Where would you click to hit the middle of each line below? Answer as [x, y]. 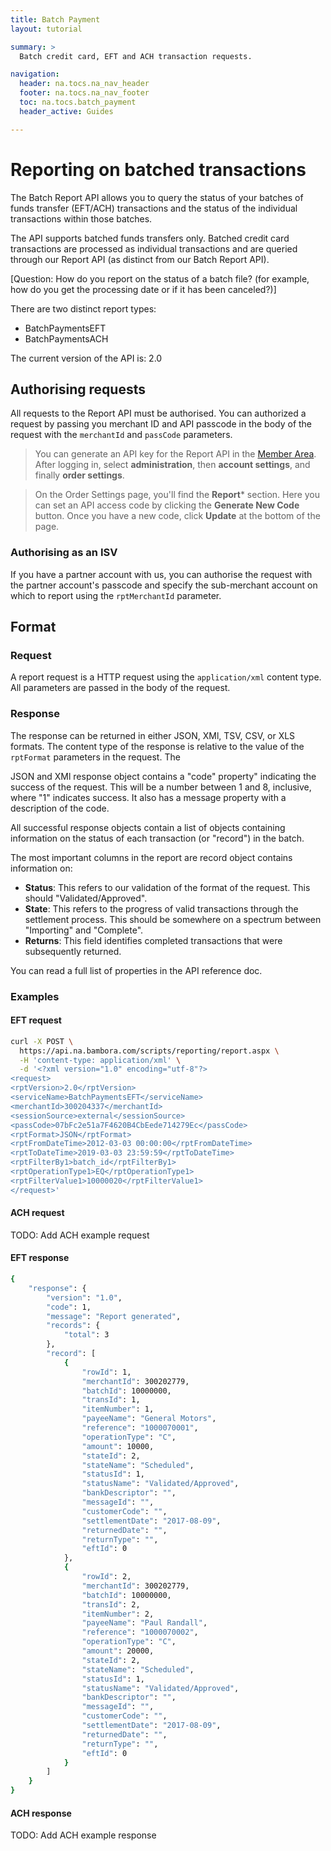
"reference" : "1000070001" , [140, 1428]
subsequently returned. [73, 951]
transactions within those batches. [81, 218]
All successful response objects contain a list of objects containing [148, 827]
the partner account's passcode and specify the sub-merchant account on [164, 585]
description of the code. [60, 808]
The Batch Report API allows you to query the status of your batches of [157, 197]
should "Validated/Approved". [86, 898]
